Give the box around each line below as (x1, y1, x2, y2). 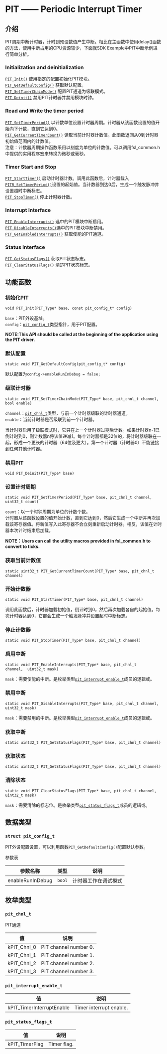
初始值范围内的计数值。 (5, 138, 53, 144)
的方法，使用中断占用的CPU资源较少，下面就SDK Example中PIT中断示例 (5, 45, 154, 51)
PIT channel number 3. (41, 968, 94, 975)
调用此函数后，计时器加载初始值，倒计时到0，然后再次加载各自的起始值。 (5, 606, 156, 612)
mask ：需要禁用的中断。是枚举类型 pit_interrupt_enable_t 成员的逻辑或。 (5, 714, 155, 721)
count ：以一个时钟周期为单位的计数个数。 (5, 509, 90, 515)
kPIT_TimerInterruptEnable (7, 1004, 70, 1011)
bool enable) (5, 400, 32, 406)
